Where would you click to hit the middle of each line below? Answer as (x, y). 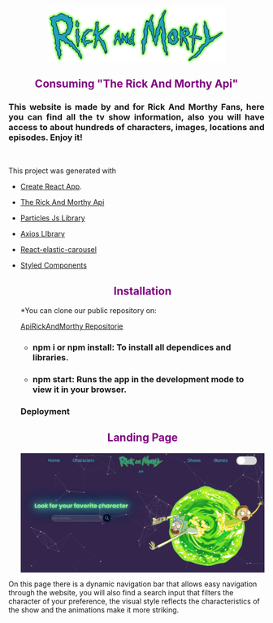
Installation (143, 291)
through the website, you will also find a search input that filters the (121, 592)
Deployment (45, 411)
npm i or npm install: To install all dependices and (132, 347)
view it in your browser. (80, 390)
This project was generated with (62, 171)
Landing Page (143, 438)
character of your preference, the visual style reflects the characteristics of (134, 601)
